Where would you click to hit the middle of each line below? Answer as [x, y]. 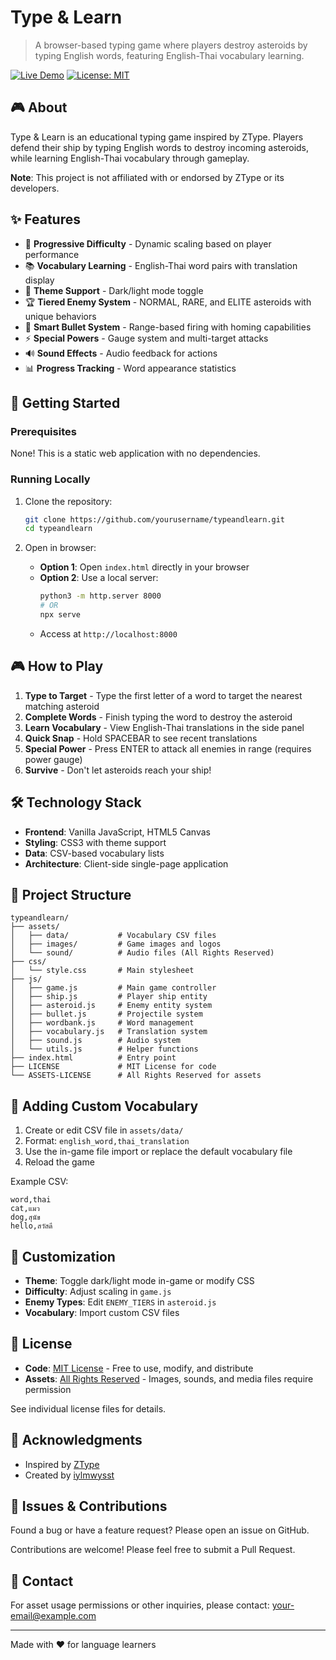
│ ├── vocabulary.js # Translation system [109, 1032]
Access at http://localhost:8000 [108, 633]
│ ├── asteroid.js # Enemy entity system [111, 1006]
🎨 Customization [63, 1256]
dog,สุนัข [25, 1217]
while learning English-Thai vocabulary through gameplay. [130, 158]
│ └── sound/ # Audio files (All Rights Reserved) [142, 953]
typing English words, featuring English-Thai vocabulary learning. [169, 55]
